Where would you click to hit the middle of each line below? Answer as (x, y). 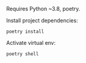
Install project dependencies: (42, 20)
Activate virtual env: (31, 43)
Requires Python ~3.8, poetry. (43, 9)
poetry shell (23, 54)
